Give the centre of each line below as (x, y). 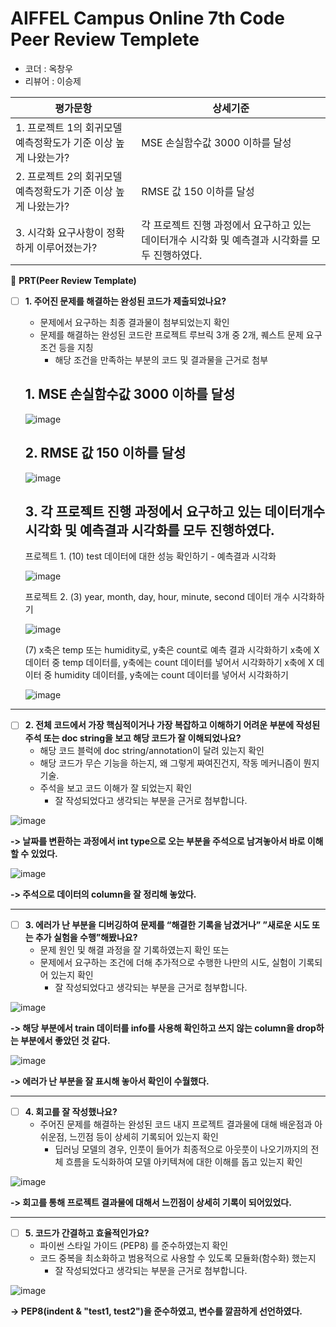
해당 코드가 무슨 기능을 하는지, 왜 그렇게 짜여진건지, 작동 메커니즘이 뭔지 (179, 763)
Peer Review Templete (105, 39)
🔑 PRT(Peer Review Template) (73, 280)
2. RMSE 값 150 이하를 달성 (105, 453)
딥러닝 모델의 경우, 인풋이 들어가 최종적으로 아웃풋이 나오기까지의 (181, 1149)
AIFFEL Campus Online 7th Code (147, 18)
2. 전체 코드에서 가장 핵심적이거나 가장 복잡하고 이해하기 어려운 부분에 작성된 (172, 725)
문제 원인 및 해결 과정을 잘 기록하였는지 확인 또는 (134, 949)
